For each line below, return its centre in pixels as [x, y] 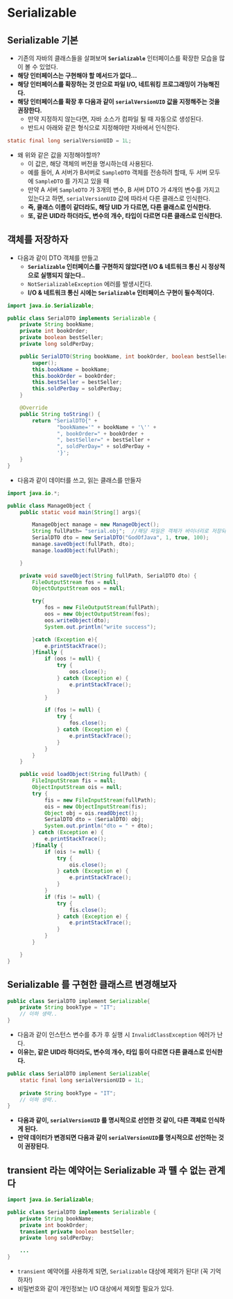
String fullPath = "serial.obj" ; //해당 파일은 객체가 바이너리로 [121, 531]
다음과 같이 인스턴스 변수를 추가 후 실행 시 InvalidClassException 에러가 [116, 1034]
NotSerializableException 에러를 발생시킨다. [90, 283]
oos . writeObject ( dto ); [77, 620]
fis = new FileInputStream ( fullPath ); [100, 800]
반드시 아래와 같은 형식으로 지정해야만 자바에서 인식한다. [104, 127]
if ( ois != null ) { [72, 852]
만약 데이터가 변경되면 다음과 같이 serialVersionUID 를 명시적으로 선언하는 [117, 1138]
